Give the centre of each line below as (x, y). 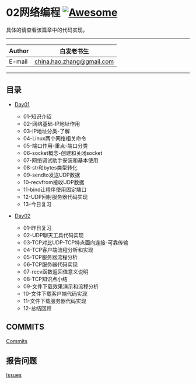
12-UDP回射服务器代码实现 (55, 196)
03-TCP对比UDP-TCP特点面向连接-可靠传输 (76, 242)
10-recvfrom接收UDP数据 (54, 182)
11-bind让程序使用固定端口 (55, 189)
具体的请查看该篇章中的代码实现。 (47, 30)
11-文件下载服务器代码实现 (55, 301)
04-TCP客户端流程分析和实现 (58, 250)
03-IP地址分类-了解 (46, 131)
